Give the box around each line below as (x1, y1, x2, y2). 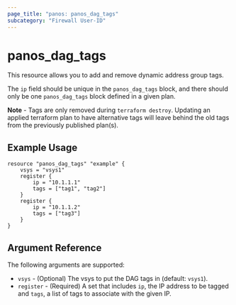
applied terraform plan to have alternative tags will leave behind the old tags (7, 113, 230, 122)
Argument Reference (7, 242, 102, 254)
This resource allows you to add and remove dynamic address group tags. (7, 71, 225, 79)
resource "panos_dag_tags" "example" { (7, 160, 125, 167)
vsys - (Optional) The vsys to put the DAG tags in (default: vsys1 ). (17, 274, 208, 283)
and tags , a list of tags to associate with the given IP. (17, 289, 172, 298)
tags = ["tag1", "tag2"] (33, 185, 106, 192)
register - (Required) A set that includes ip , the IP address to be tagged (17, 282, 229, 291)
